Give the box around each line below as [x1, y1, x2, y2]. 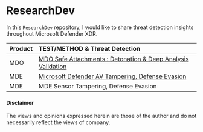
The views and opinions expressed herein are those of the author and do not [6, 113, 197, 120]
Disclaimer [6, 99, 34, 106]
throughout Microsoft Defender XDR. [6, 30, 98, 37]
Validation [38, 62, 67, 70]
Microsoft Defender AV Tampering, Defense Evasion [38, 72, 187, 81]
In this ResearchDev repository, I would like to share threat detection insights [6, 24, 194, 31]
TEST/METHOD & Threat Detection [38, 44, 141, 53]
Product [9, 44, 33, 53]
